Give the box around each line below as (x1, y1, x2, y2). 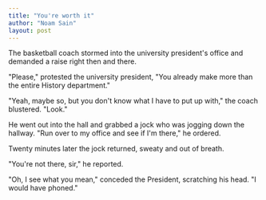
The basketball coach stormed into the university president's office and (8, 49, 244, 58)
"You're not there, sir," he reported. (8, 159, 124, 169)
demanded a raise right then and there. (8, 57, 137, 66)
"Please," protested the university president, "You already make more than (8, 73, 253, 82)
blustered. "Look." (8, 104, 68, 114)
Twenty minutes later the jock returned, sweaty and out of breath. (8, 144, 224, 154)
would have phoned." (8, 183, 78, 193)
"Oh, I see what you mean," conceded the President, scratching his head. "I (8, 175, 257, 184)
